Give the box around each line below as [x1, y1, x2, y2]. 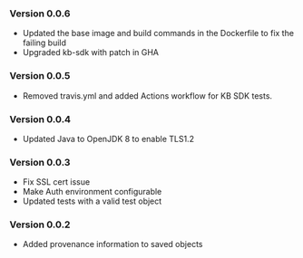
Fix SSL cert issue [22, 177, 91, 187]
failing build [22, 37, 66, 48]
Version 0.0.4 [9, 112, 71, 125]
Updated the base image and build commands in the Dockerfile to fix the [22, 28, 295, 39]
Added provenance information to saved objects [22, 239, 203, 250]
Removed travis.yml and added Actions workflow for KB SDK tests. [22, 90, 273, 101]
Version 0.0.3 [9, 156, 71, 168]
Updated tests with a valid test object [22, 196, 162, 206]
